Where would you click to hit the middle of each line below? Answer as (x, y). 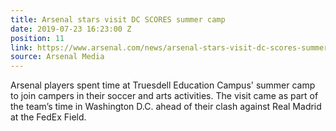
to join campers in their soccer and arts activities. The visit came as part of (164, 96)
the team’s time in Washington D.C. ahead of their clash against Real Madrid (166, 107)
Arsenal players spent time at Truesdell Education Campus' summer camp (163, 85)
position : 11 (37, 38)
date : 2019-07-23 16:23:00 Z (71, 29)
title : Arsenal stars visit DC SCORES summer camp (118, 19)
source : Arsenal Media (57, 57)
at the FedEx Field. (48, 117)
